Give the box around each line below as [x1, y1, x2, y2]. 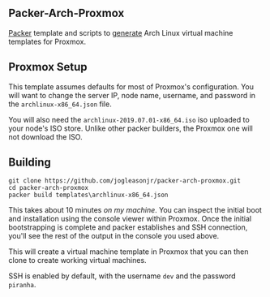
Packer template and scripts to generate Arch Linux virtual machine [8, 28, 234, 37]
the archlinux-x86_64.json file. [8, 99, 112, 109]
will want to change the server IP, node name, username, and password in [8, 90, 256, 100]
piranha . [8, 280, 36, 290]
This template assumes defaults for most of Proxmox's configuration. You [8, 81, 254, 92]
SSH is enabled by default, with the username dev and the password [8, 271, 237, 281]
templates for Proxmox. [8, 37, 87, 46]
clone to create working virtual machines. [8, 256, 148, 265]
